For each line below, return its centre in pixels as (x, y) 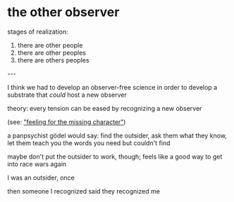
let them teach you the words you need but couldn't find (89, 143)
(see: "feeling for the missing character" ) (67, 122)
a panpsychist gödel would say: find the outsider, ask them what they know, (117, 135)
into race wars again (37, 164)
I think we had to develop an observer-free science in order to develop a (112, 87)
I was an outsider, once (41, 177)
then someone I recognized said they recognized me (84, 191)
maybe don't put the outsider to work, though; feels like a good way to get (115, 156)
